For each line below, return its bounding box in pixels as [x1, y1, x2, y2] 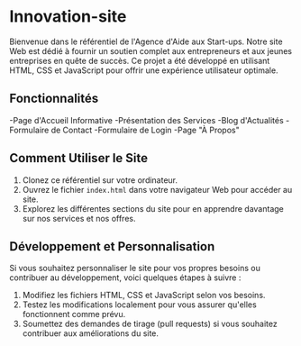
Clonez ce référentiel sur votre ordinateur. [22, 174, 178, 186]
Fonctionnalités [9, 91, 99, 106]
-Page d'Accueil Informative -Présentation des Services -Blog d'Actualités [9, 114, 284, 125]
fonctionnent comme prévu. [22, 309, 126, 320]
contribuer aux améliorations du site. [22, 328, 160, 339]
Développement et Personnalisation [9, 239, 215, 254]
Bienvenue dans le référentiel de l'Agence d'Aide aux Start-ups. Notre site [9, 36, 283, 47]
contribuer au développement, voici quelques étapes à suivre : [9, 272, 242, 283]
